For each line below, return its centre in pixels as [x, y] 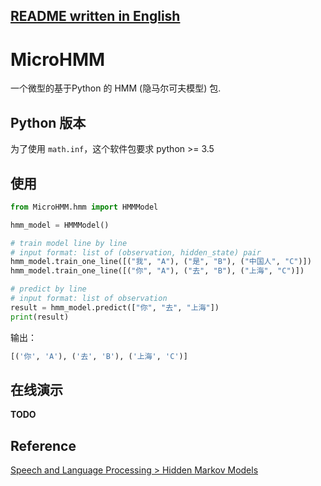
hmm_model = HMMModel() [60, 225]
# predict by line [48, 289]
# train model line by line [69, 243]
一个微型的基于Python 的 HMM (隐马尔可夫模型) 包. [116, 88]
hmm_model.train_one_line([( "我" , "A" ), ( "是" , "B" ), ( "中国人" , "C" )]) [161, 262]
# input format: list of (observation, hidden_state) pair [136, 252]
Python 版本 [48, 122]
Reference [43, 445]
